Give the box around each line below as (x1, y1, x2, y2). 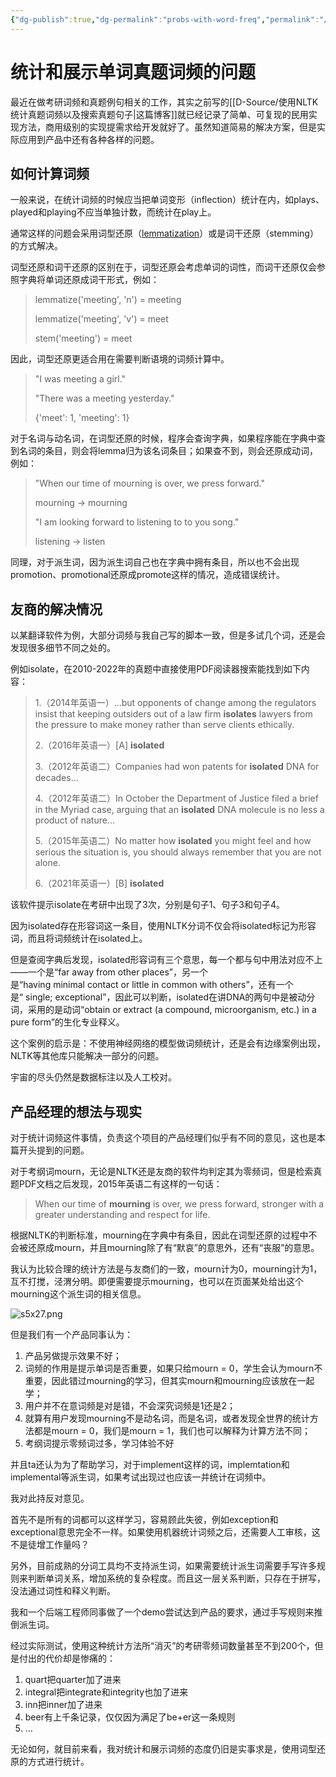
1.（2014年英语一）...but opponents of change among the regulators (34, 697, 317, 709)
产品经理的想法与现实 (10, 1103, 142, 1120)
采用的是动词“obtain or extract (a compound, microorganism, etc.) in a (27, 1004, 317, 1016)
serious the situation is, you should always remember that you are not (34, 846, 322, 858)
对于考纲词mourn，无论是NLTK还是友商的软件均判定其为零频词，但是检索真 (10, 1166, 323, 1177)
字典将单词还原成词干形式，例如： (18, 274, 160, 286)
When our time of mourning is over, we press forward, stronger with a (34, 1198, 325, 1210)
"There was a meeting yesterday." (34, 392, 175, 405)
